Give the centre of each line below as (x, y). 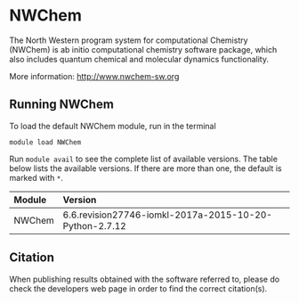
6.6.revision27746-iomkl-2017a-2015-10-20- (168, 215)
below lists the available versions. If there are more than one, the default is (145, 168)
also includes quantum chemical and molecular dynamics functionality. (139, 59)
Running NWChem (61, 105)
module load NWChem (45, 142)
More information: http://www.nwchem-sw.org (94, 76)
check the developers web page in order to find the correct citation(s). (138, 288)
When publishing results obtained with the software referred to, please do (145, 279)
